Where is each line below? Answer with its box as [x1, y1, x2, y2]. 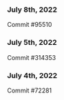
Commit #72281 [7, 86, 52, 94]
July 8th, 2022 [7, 5, 57, 14]
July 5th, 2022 [7, 38, 57, 48]
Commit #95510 [7, 21, 52, 29]
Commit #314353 [7, 53, 56, 61]
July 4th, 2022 [7, 70, 58, 80]
